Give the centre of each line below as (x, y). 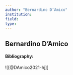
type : (11, 24)
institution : (19, 14)
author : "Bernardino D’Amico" (36, 10)
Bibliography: (19, 56)
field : (12, 19)
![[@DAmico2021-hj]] (27, 67)
